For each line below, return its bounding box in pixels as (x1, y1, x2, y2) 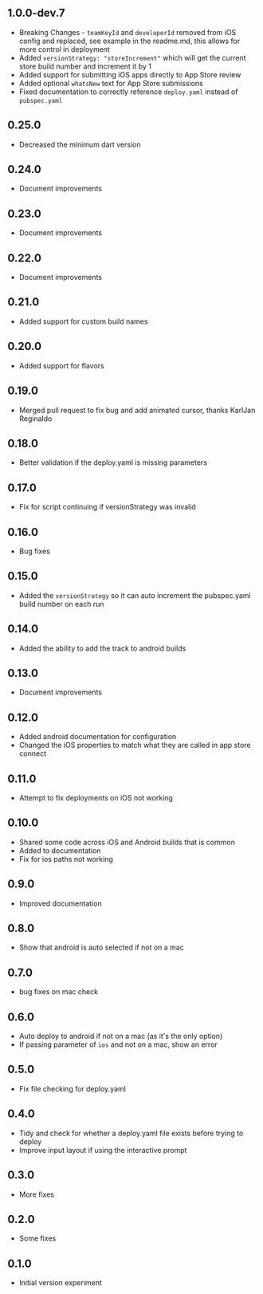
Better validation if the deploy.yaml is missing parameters (18, 458, 208, 467)
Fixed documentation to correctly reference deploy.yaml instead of (18, 87, 238, 96)
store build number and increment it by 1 (18, 61, 152, 71)
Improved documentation (18, 899, 102, 908)
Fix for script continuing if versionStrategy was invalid (18, 502, 196, 512)
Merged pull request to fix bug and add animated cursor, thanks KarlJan (18, 405, 256, 415)
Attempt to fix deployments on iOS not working (18, 793, 173, 802)
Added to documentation (18, 845, 101, 855)
